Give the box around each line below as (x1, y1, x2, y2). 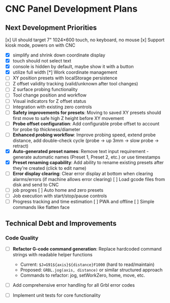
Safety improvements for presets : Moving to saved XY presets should (12, 109, 161, 115)
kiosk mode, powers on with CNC (5, 42, 75, 48)
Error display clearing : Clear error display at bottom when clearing (12, 170, 153, 176)
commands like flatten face (12, 204, 70, 210)
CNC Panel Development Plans (5, 3, 138, 15)
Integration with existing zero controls (12, 104, 92, 110)
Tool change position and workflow (12, 92, 87, 98)
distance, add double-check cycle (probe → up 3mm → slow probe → (12, 137, 159, 143)
